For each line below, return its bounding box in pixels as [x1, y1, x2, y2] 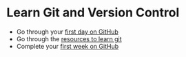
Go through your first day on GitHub [16, 27, 118, 36]
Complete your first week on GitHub [16, 42, 119, 50]
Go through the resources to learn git [16, 34, 122, 43]
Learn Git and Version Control [6, 5, 180, 21]
